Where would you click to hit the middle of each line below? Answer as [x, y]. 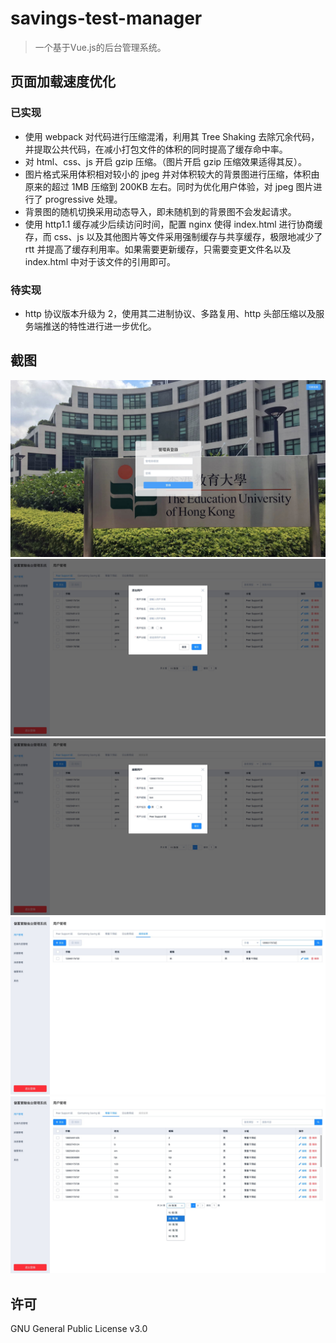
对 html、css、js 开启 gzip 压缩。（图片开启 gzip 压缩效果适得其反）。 [166, 161]
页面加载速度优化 [63, 82]
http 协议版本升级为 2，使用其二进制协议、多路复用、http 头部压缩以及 [170, 313]
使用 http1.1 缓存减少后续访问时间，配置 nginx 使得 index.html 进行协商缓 [173, 224]
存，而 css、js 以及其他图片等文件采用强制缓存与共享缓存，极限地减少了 [173, 236]
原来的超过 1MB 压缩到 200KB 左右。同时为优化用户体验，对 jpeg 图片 [169, 186]
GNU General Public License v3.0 [79, 1329]
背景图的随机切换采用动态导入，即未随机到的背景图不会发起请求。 [160, 211]
